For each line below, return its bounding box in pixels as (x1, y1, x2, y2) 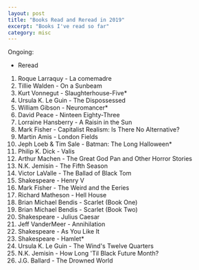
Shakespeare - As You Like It (17, 228, 100, 236)
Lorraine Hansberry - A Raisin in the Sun (17, 118, 132, 127)
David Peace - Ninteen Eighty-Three (17, 111, 120, 119)
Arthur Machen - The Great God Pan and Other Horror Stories (17, 155, 193, 163)
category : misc (8, 29, 51, 36)
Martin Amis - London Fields (17, 133, 98, 141)
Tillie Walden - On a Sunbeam (17, 82, 102, 90)
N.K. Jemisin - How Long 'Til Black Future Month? (17, 249, 159, 258)
